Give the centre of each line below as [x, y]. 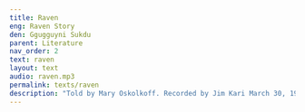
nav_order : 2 [34, 51]
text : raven [32, 60]
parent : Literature [46, 43]
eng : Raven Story [42, 26]
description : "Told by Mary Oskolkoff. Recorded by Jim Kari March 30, [148, 93]
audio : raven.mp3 [42, 77]
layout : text [34, 69]
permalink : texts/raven [54, 85]
